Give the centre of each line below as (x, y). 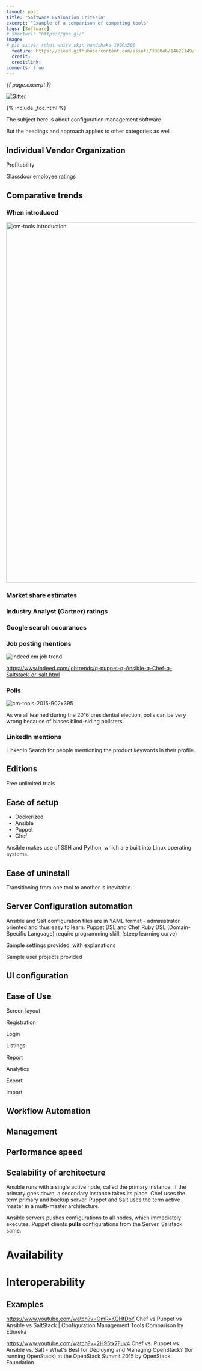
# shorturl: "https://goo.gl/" (45, 34)
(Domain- (179, 927)
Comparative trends (44, 195)
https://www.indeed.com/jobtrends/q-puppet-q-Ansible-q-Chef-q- (89, 668)
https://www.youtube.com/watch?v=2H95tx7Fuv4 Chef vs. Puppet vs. (93, 1343)
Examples (25, 1305)
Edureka (17, 1332)
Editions (22, 769)
